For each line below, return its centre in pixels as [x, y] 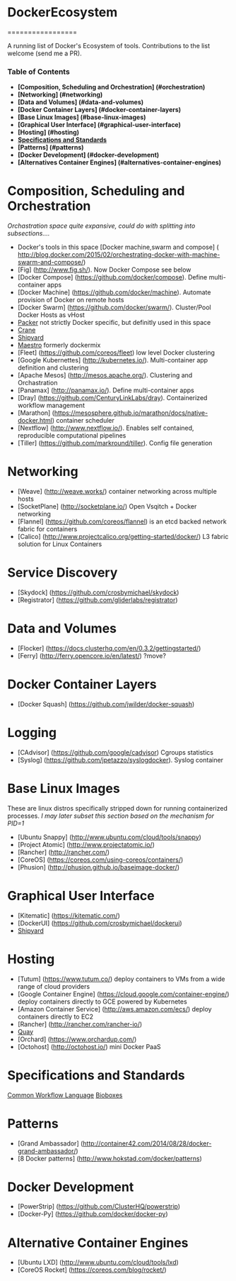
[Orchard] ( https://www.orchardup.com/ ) [77, 1039]
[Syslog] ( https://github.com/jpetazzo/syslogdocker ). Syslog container [120, 760]
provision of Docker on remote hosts [71, 300]
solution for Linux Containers [60, 544]
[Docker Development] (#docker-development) [88, 155]
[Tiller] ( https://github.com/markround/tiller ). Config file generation [115, 443]
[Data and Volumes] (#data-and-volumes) [81, 102]
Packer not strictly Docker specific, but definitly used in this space [114, 323]
